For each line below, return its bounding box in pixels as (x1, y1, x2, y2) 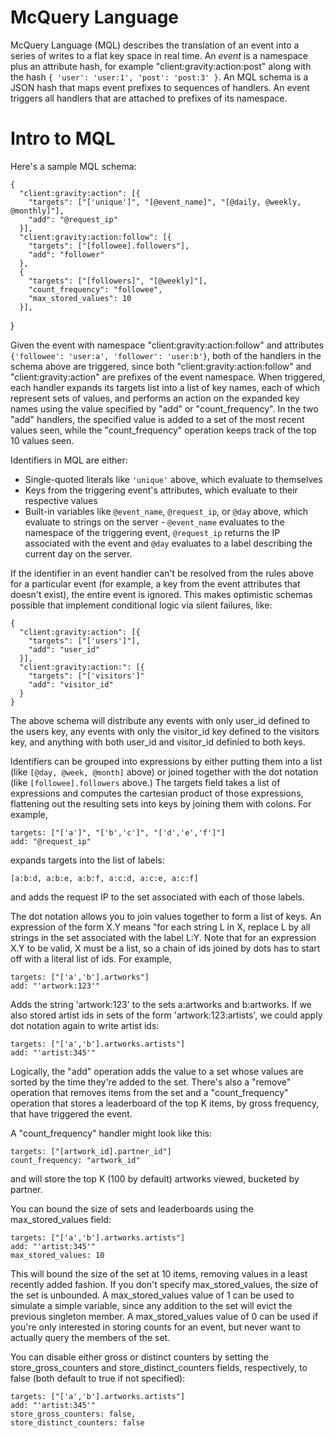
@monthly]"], (10, 206, 65, 216)
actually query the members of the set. (10, 1331, 171, 1343)
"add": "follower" (28, 249, 105, 260)
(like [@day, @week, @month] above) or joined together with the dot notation (10, 766, 319, 778)
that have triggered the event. (10, 1107, 133, 1120)
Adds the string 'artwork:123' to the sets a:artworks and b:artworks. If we (10, 998, 312, 1010)
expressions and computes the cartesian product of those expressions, (10, 787, 304, 799)
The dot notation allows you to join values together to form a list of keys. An (10, 910, 322, 922)
